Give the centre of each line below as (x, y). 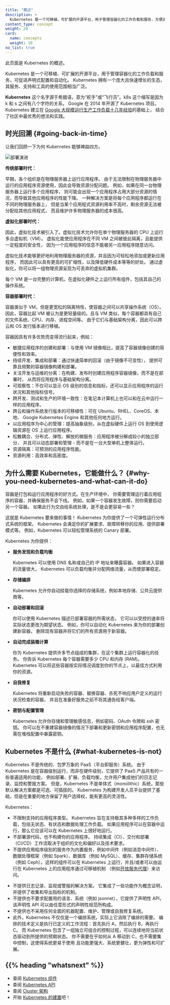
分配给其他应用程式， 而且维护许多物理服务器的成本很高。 (66, 211)
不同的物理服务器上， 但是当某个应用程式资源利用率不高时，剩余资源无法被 (83, 204)
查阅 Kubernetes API (34, 984)
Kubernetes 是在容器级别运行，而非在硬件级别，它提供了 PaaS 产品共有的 (82, 771)
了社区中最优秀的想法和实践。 (36, 116)
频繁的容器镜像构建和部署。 (50, 367)
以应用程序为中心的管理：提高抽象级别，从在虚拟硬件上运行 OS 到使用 (86, 424)
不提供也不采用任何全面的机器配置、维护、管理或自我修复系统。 (79, 911)
